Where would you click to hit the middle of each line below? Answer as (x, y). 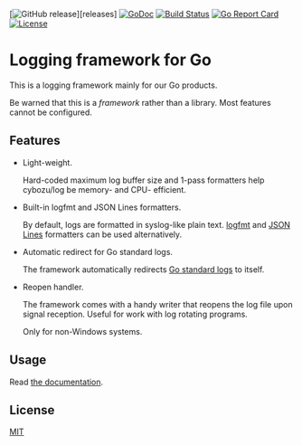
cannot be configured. (51, 112)
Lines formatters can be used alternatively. (102, 234)
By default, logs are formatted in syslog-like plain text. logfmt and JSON (156, 224)
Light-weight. (47, 162)
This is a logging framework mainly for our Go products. (113, 85)
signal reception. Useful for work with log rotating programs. (135, 314)
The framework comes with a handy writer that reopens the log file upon (157, 304)
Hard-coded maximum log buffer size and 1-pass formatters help (143, 180)
